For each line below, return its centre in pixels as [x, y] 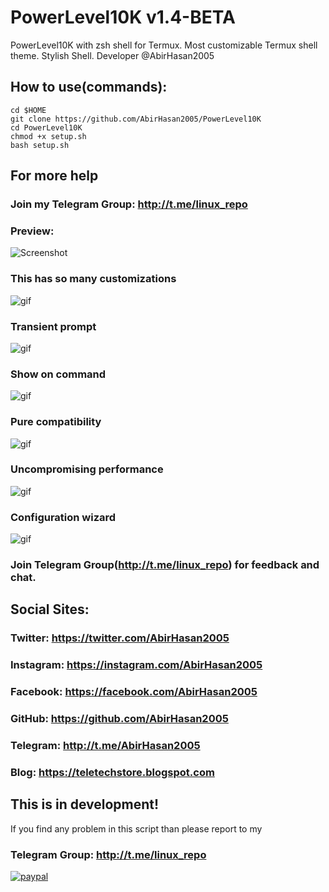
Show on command [58, 374]
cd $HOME [28, 110]
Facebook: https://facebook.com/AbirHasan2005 [134, 692]
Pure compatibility [56, 422]
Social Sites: [50, 609]
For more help [54, 176]
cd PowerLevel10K [46, 127]
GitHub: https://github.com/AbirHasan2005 [119, 719]
